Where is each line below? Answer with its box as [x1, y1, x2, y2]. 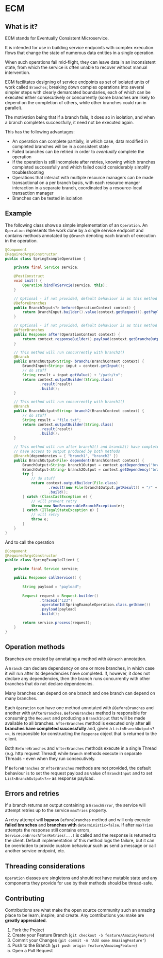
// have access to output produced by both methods [14, 449, 120, 454]
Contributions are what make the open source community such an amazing [5, 907, 155, 913]
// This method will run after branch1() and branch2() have [14, 444, 140, 449]
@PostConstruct [14, 274, 45, 279]
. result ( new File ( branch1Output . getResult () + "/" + [48, 485, 158, 490]
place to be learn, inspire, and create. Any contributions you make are [5, 912, 145, 918]
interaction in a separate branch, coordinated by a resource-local [12, 185, 143, 190]
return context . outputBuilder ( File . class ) [31, 480, 118, 486]
